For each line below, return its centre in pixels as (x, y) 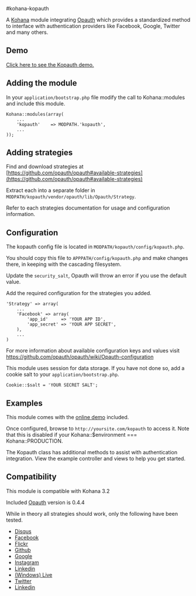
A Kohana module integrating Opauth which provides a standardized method (98, 20)
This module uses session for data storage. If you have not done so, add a (95, 368)
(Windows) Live (33, 575)
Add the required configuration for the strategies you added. (79, 293)
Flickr (21, 543)
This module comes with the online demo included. (68, 417)
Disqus (23, 531)
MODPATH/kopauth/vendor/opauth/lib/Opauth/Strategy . (71, 197)
